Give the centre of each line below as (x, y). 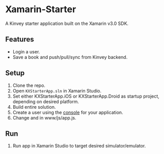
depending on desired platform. (46, 101)
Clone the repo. (29, 85)
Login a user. (26, 51)
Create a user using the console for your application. (68, 112)
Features (20, 39)
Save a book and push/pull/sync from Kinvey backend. (70, 57)
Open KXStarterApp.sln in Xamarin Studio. (57, 90)
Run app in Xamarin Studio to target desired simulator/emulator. (79, 146)
